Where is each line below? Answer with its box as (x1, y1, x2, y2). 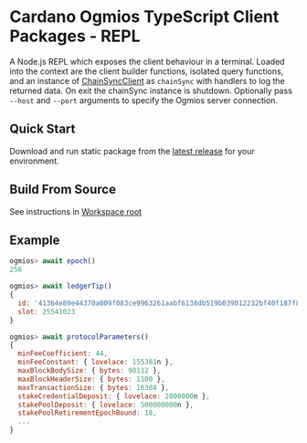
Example (9, 232, 60, 248)
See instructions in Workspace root (9, 206, 143, 216)
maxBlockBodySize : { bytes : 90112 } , (17, 366, 162, 375)
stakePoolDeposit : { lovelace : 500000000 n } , (17, 400, 195, 409)
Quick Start (9, 121, 76, 137)
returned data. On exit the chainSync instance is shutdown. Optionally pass (9, 85, 292, 96)
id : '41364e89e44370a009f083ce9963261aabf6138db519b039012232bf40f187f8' (17, 299, 304, 308)
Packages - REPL (9, 26, 141, 47)
